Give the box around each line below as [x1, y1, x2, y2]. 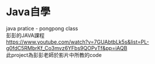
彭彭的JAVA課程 [6, 31, 45, 38]
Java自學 [6, 5, 51, 19]
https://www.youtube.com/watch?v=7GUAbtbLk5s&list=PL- [6, 38, 149, 45]
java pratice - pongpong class [6, 24, 78, 32]
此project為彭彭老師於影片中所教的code [6, 51, 102, 58]
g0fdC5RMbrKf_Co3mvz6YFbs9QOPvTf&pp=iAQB [6, 44, 128, 51]
